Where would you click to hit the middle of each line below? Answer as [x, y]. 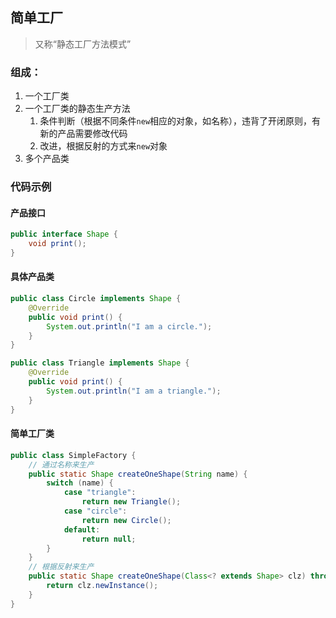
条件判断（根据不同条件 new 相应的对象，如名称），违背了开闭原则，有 [180, 121]
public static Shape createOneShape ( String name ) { [138, 474]
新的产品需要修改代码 [83, 134]
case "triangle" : [100, 493]
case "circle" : [95, 511]
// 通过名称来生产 [61, 464]
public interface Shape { [64, 234]
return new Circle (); [126, 520]
